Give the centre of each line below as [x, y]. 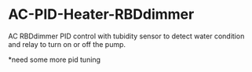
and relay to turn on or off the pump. [67, 44]
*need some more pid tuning [54, 59]
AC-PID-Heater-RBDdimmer [101, 14]
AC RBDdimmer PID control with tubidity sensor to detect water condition [126, 36]
